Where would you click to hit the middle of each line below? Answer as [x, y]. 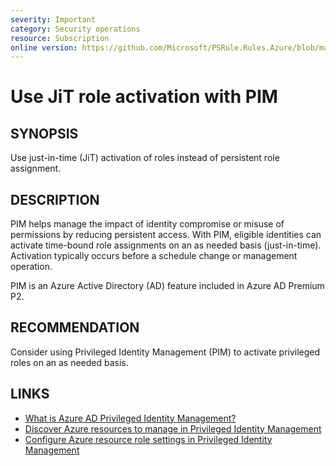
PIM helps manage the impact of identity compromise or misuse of [147, 224]
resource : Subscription [60, 38]
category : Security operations [75, 29]
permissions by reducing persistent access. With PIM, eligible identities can [166, 235]
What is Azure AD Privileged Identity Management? [130, 418]
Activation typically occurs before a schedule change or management [154, 256]
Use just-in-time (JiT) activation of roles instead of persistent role [145, 158]
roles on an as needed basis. [69, 362]
